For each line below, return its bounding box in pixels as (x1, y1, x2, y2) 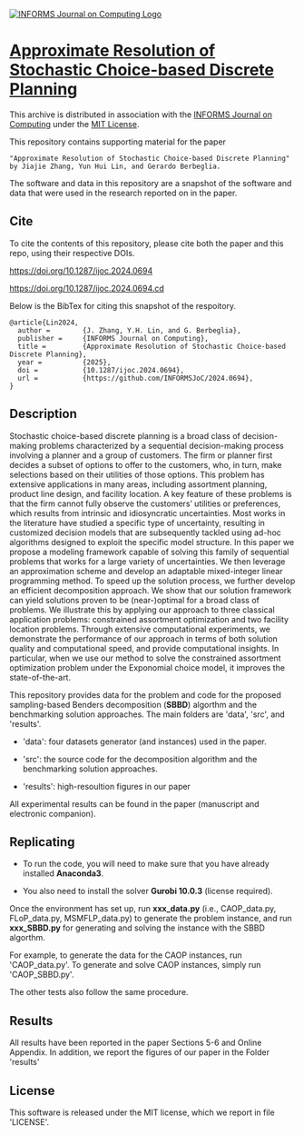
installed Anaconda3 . (22, 868, 104, 879)
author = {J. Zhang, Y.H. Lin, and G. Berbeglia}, (17, 325, 242, 335)
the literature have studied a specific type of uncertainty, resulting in (9, 517, 266, 528)
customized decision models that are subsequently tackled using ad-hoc (9, 527, 281, 538)
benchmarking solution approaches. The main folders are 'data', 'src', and (9, 709, 286, 720)
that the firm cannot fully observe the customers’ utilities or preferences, (9, 498, 281, 509)
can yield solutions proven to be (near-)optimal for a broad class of (9, 594, 260, 605)
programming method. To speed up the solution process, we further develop (9, 575, 296, 586)
